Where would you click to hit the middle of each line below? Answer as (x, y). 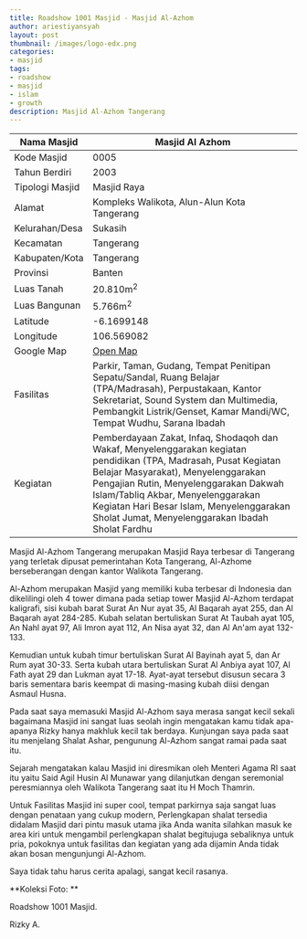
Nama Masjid (49, 142)
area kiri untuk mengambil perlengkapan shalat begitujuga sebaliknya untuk (152, 834)
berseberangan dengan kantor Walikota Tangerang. (106, 571)
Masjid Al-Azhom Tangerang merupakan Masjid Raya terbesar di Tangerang (152, 551)
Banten (108, 273)
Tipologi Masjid (47, 187)
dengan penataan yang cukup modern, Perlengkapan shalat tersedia (138, 815)
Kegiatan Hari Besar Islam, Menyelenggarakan (191, 506)
